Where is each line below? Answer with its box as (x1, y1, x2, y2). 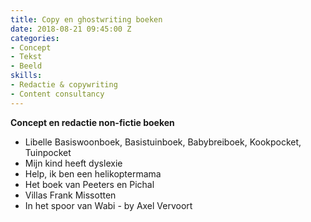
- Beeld (10, 61, 43, 71)
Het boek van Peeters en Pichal (24, 178, 155, 190)
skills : (10, 71, 43, 81)
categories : (10, 33, 60, 43)
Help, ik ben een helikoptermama (24, 167, 162, 180)
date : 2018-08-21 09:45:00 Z (10, 24, 132, 34)
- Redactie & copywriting (10, 80, 118, 90)
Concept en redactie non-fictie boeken (10, 116, 175, 128)
